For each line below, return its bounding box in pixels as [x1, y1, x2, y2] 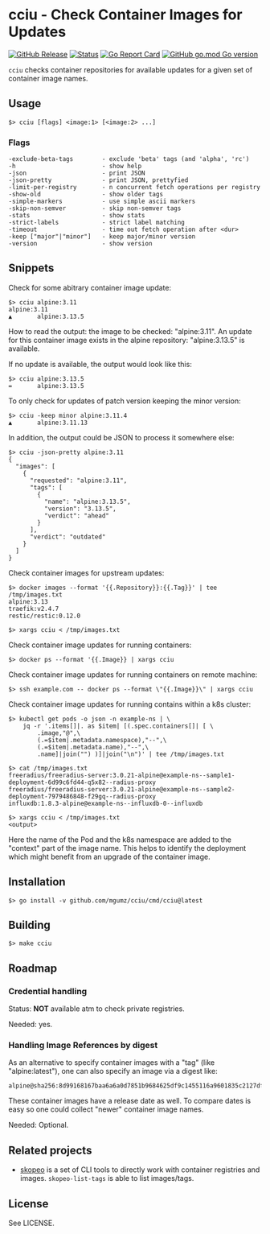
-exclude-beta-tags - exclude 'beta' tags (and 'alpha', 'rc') [8, 155, 250, 163]
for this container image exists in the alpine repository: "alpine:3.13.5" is [8, 335, 245, 345]
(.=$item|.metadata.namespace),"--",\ [37, 736, 167, 744]
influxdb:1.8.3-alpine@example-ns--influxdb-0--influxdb [8, 799, 203, 807]
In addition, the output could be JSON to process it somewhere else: [8, 432, 235, 442]
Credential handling [8, 985, 88, 997]
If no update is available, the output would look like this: [8, 359, 193, 369]
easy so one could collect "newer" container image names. [8, 1104, 204, 1114]
